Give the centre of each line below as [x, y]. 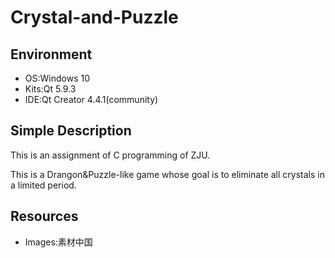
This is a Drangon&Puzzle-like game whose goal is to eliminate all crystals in [167, 174]
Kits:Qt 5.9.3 [50, 89]
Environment [51, 54]
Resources [44, 216]
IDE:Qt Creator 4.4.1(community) [91, 99]
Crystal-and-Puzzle [94, 17]
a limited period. [43, 185]
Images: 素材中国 [58, 242]
